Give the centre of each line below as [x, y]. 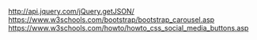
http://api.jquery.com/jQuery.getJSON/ [71, 11]
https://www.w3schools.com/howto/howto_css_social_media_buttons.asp [128, 28]
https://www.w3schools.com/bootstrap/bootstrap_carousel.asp [111, 20]
